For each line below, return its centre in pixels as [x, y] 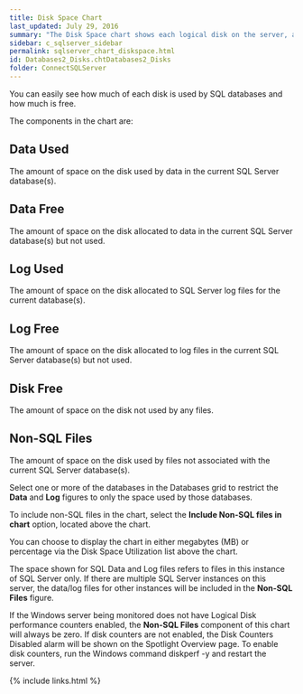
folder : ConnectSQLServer [58, 69]
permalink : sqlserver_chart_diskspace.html [92, 52]
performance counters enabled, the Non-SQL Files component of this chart [150, 624]
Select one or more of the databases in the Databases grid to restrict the [144, 487]
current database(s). [47, 300]
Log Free [34, 328]
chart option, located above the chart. [80, 524]
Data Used [39, 150]
